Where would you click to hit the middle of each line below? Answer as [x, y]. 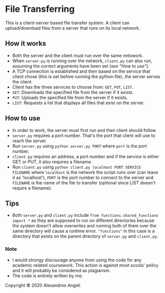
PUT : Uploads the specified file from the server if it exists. [70, 97]
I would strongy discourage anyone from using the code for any [77, 260]
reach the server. [30, 141]
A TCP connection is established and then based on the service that [81, 71]
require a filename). [32, 188]
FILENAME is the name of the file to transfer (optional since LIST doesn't [84, 183]
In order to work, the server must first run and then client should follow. [84, 130]
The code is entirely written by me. [48, 276]
